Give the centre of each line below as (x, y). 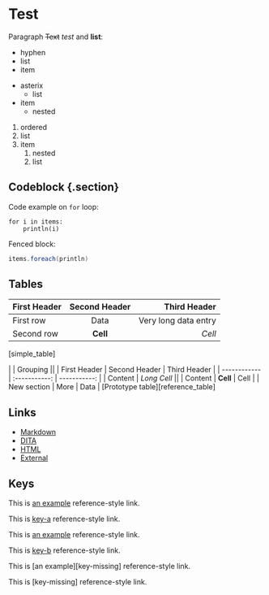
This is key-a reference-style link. (64, 519)
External (34, 458)
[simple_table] (32, 354)
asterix (32, 85)
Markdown (38, 432)
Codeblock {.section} (64, 187)
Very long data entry (177, 320)
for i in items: (36, 221)
